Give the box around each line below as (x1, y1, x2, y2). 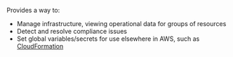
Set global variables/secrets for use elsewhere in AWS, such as (16, 34, 200, 43)
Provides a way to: (6, 6, 60, 14)
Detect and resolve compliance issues (16, 27, 128, 35)
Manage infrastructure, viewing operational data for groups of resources (16, 20, 227, 27)
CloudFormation (16, 42, 64, 50)
